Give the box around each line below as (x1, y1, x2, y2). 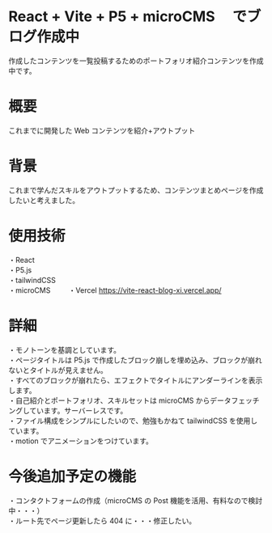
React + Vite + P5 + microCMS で (8, 7, 247, 26)
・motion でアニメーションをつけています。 (8, 436, 154, 446)
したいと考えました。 (8, 195, 79, 205)
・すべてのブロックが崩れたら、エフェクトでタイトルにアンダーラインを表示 (8, 375, 263, 385)
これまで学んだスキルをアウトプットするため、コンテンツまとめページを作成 (8, 185, 264, 195)
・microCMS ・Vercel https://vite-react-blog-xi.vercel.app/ (8, 285, 222, 295)
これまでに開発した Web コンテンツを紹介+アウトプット (8, 125, 196, 135)
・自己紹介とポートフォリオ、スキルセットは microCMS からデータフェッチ (8, 396, 260, 405)
